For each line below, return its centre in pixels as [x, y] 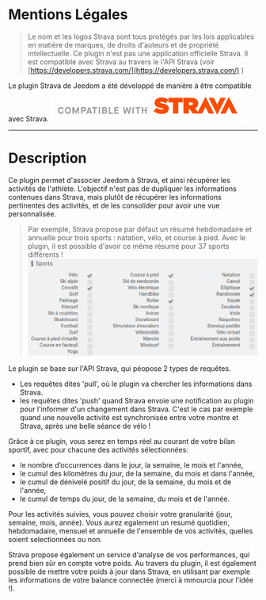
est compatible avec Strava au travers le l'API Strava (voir [121, 62]
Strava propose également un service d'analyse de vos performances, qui [129, 554]
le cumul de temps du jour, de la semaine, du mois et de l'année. [125, 499]
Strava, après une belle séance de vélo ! [85, 426]
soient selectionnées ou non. [55, 539]
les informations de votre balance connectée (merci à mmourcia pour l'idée [131, 579]
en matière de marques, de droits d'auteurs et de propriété [123, 44]
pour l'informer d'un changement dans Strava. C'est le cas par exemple [136, 409]
